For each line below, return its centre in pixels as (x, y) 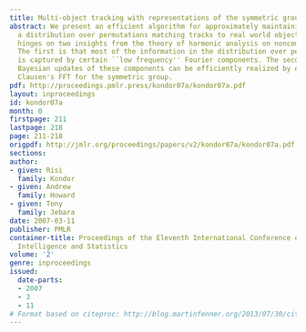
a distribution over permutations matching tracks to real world (144, 35)
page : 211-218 (36, 136)
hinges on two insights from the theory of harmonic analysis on (144, 43)
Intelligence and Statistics (73, 246)
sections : (28, 153)
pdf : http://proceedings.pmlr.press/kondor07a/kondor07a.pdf (128, 86)
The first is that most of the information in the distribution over (152, 52)
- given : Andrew (40, 187)
